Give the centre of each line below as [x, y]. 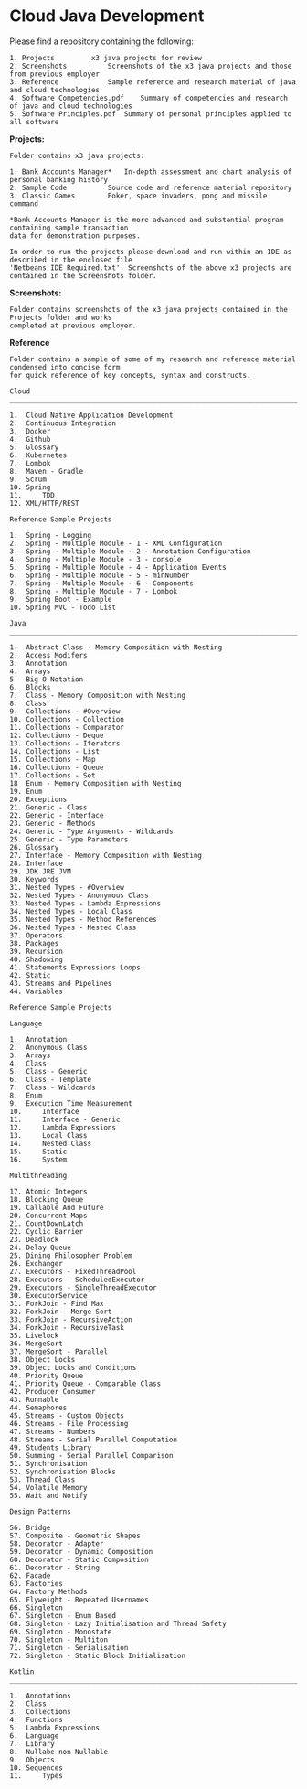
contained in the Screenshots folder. [83, 275]
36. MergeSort [37, 1344]
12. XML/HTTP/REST [44, 503]
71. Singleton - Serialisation [69, 1647]
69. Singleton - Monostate [61, 1632]
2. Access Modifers [49, 655]
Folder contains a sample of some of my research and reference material [153, 359]
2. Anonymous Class [49, 1047]
